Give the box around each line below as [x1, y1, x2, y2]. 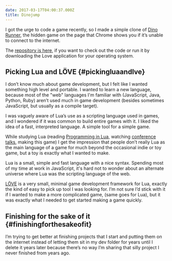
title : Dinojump [5, 12, 40, 17]
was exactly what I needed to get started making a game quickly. [5, 197, 143, 203]
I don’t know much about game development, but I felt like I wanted [5, 81, 148, 87]
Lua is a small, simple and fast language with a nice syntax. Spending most [5, 160, 164, 166]
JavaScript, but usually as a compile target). [5, 103, 99, 109]
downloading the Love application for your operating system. [5, 52, 135, 59]
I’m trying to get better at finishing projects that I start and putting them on [5, 234, 162, 240]
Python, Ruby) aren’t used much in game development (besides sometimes [5, 97, 164, 104]
